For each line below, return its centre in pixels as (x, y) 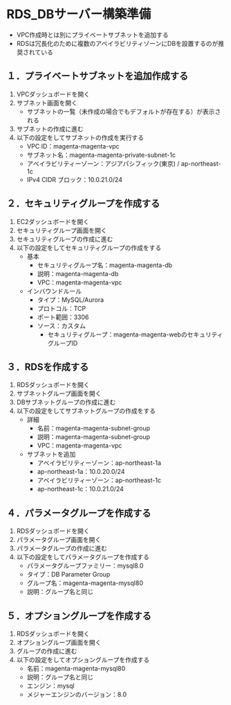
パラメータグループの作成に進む (62, 548)
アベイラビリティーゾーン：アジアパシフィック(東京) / (103, 163)
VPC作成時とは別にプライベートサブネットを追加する (92, 35)
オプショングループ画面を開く (59, 642)
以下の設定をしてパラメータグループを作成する (83, 557)
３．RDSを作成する (48, 367)
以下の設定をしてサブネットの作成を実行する (80, 137)
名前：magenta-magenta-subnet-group (93, 428)
